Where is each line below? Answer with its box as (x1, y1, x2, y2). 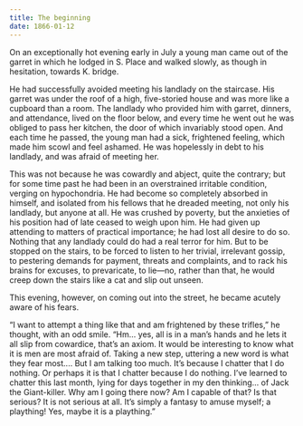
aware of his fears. (9, 301, 80, 313)
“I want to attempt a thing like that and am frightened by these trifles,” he (9, 319, 280, 330)
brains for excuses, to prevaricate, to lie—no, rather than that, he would (9, 265, 275, 276)
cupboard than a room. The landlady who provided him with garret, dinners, (9, 102, 292, 113)
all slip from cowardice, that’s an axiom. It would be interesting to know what (9, 338, 294, 349)
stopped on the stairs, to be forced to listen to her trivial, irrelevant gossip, (9, 246, 286, 257)
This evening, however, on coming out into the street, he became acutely (9, 292, 281, 303)
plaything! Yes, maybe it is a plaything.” (9, 405, 156, 417)
